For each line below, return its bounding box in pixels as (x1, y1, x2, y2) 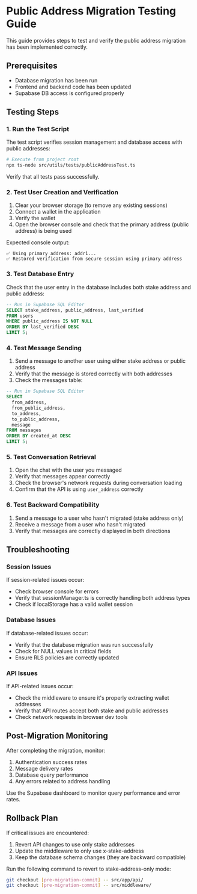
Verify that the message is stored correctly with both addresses (14, 370, 173, 377)
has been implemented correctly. (6, 43, 88, 51)
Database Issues (6, 615, 56, 624)
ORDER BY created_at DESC (6, 433, 71, 439)
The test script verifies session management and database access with (6, 138, 183, 146)
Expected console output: (6, 239, 70, 246)
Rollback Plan (6, 813, 58, 824)
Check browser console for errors (14, 588, 99, 595)
